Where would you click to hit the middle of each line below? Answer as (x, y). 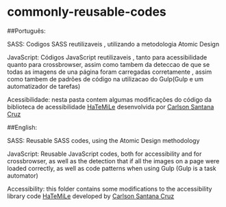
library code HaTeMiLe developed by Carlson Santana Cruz (91, 196)
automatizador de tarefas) (44, 86)
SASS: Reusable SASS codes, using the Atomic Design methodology (103, 140)
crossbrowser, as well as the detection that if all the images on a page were (113, 161)
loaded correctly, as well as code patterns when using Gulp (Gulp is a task (112, 168)
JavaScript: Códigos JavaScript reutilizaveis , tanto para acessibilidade (107, 57)
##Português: (26, 31)
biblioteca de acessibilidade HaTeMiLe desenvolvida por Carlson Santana (111, 107)
